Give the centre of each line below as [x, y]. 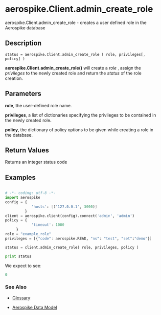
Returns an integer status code [36, 162]
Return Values [27, 150]
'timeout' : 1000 [48, 225]
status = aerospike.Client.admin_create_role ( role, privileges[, [75, 54]
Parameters [23, 94]
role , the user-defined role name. [38, 105]
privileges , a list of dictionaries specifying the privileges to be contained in [81, 115]
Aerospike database [25, 27]
